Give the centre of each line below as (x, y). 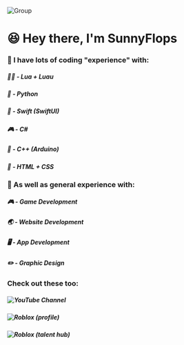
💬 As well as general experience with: (71, 184)
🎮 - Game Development (42, 201)
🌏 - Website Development (45, 221)
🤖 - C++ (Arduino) (33, 149)
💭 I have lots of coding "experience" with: (78, 60)
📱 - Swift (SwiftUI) (33, 111)
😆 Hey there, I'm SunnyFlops (92, 39)
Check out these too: (43, 284)
